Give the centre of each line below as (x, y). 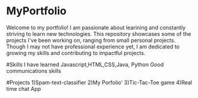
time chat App (23, 88)
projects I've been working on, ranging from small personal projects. (91, 40)
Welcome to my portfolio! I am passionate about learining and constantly (96, 27)
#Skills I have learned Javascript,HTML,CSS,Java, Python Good (85, 65)
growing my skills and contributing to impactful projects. (76, 53)
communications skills (34, 71)
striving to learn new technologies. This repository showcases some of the (99, 33)
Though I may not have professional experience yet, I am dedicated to (93, 47)
